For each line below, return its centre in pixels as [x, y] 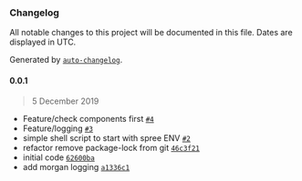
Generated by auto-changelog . [66, 60]
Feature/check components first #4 [89, 118]
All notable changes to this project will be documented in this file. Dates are [151, 33]
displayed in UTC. [43, 42]
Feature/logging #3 [58, 128]
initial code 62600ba [59, 157]
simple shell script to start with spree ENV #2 [107, 137]
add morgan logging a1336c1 [76, 166]
